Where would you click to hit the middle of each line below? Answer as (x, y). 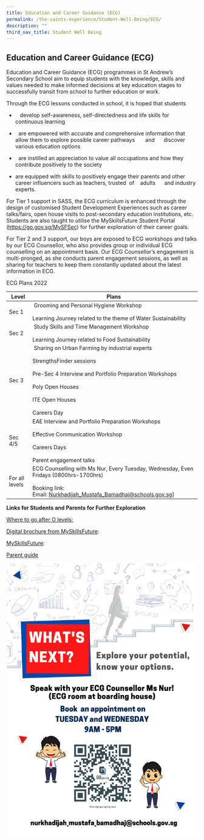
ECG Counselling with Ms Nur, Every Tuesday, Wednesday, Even (113, 468)
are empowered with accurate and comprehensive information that (101, 133)
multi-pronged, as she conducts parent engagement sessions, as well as (97, 258)
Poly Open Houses (56, 387)
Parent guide (22, 555)
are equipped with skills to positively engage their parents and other (100, 177)
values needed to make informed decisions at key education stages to (94, 85)
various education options (48, 147)
